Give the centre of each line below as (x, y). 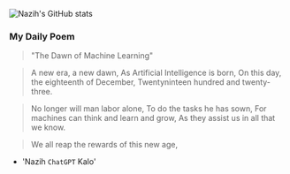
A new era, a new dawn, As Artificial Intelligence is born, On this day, (156, 73)
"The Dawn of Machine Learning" (92, 56)
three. (42, 92)
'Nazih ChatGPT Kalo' (59, 162)
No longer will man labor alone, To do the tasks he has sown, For (149, 109)
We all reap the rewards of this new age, (104, 145)
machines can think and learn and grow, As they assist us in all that (153, 118)
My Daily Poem (42, 36)
